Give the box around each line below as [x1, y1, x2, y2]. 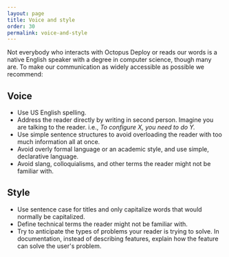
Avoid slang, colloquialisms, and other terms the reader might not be [17, 160, 211, 168]
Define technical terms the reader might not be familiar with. [17, 220, 188, 228]
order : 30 [7, 23, 36, 30]
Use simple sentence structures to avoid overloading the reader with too [17, 130, 222, 138]
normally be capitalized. [17, 212, 85, 220]
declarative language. [17, 152, 79, 161]
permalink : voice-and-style [7, 29, 88, 37]
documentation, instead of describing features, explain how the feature [17, 234, 219, 243]
